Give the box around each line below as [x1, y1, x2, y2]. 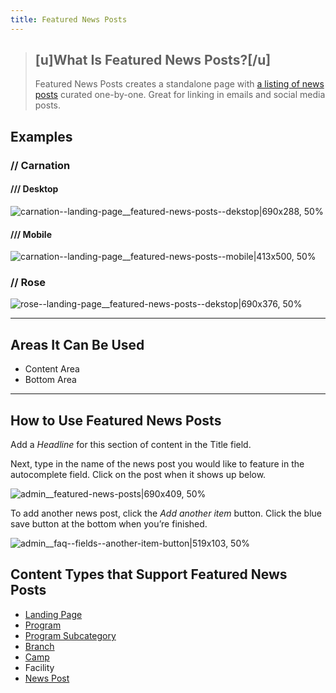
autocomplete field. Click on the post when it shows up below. [10, 469, 267, 481]
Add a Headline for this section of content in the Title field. [10, 439, 252, 451]
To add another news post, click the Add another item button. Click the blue [10, 507, 322, 520]
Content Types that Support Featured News [10, 566, 288, 583]
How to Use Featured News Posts [10, 412, 222, 429]
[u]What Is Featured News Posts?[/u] [34, 52, 272, 69]
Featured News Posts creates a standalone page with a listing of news [34, 78, 325, 90]
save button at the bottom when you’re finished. [10, 518, 208, 530]
